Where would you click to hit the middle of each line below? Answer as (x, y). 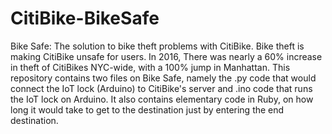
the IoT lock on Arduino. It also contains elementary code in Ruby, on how (162, 99)
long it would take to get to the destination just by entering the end (147, 109)
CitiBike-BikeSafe (85, 18)
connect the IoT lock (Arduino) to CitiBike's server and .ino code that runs (161, 88)
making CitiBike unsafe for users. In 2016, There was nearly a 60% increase (166, 56)
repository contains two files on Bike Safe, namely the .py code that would (163, 78)
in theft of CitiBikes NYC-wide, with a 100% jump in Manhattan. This (150, 67)
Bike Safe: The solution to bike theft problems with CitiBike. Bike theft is (157, 46)
